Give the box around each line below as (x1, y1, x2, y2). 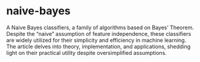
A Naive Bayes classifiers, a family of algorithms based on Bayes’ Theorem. (6, 24, 195, 31)
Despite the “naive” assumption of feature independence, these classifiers (6, 30, 192, 37)
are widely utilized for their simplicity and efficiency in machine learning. (6, 36, 187, 44)
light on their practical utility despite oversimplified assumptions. (6, 49, 167, 56)
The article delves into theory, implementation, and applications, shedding (6, 43, 191, 50)
